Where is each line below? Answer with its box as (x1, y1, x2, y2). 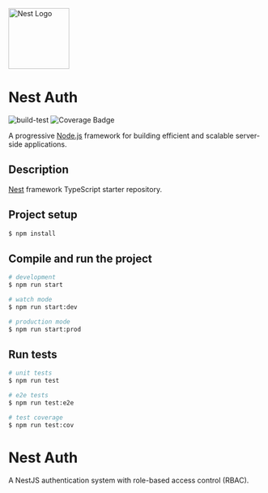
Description (8, 163, 69, 177)
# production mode (8, 317, 70, 326)
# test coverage (8, 414, 63, 422)
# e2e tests (8, 392, 49, 400)
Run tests (8, 347, 57, 361)
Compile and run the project (8, 251, 152, 265)
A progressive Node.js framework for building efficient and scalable (8, 131, 234, 140)
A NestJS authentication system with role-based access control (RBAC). (8, 475, 249, 485)
